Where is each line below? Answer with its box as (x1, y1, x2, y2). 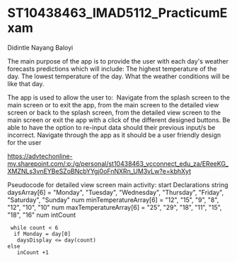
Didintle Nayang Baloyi (7, 43, 74, 52)
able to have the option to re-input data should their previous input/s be (7, 123, 216, 131)
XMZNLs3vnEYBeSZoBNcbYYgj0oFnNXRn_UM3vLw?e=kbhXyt (7, 167, 191, 175)
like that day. (7, 79, 45, 88)
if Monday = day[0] (13, 230, 71, 237)
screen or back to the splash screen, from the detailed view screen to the (7, 108, 221, 117)
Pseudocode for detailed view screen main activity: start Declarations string (7, 180, 229, 189)
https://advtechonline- (7, 152, 73, 160)
